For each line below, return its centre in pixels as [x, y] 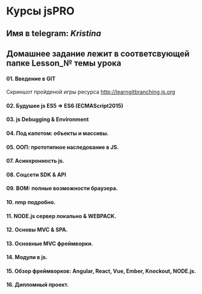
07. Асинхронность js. [35, 161]
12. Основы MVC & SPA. [37, 230]
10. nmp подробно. [31, 202]
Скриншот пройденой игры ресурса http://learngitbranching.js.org [91, 92]
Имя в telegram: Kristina [54, 33]
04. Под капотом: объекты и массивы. [58, 133]
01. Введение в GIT [31, 78]
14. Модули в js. [27, 257]
